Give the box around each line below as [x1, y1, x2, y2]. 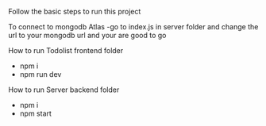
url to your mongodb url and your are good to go [8, 31, 167, 40]
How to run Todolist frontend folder [8, 46, 124, 55]
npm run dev [19, 70, 62, 78]
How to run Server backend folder [8, 85, 120, 94]
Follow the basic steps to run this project [8, 7, 141, 16]
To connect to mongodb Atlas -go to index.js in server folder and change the [8, 22, 259, 31]
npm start [19, 109, 52, 118]
